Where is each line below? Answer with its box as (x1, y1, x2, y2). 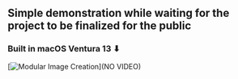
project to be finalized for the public (7, 19, 192, 33)
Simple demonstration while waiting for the (7, 6, 230, 20)
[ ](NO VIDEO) (7, 61, 142, 71)
